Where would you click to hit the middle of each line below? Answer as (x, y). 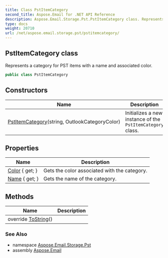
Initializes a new (144, 113)
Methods (19, 197)
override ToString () (30, 219)
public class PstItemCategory (37, 75)
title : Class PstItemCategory (37, 10)
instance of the (143, 119)
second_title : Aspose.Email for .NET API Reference (60, 15)
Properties (22, 148)
